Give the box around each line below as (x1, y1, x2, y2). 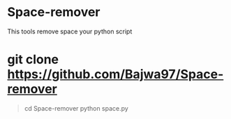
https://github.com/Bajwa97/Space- (7, 67, 224, 82)
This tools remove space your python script (7, 27, 133, 35)
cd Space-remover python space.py (24, 104, 129, 112)
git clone (7, 51, 59, 68)
